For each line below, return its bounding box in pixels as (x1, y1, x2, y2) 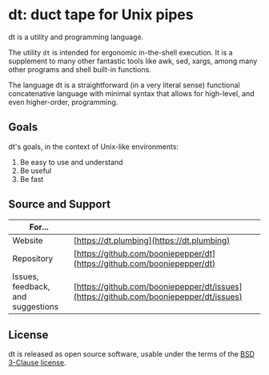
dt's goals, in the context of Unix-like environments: (8, 142, 179, 151)
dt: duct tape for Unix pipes (8, 6, 194, 24)
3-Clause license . (8, 358, 66, 368)
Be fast (19, 174, 44, 183)
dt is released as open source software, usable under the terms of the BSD (8, 349, 255, 359)
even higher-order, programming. (8, 97, 118, 107)
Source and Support (8, 198, 110, 212)
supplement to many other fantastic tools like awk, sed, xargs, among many (8, 56, 258, 66)
